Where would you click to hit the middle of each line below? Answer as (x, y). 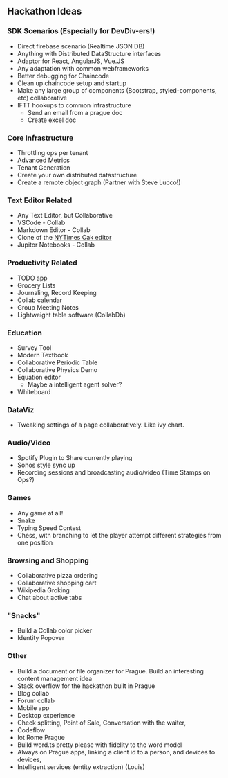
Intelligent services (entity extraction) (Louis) (81, 767)
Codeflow (31, 730)
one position (35, 542)
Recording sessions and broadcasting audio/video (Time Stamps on (114, 472)
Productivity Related (42, 263)
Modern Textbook (42, 355)
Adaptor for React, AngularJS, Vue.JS (70, 61)
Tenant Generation (44, 167)
